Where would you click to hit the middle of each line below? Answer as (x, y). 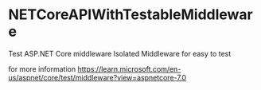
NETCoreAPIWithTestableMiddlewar (130, 15)
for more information (42, 68)
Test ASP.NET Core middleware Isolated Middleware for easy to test (120, 53)
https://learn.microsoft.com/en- (129, 68)
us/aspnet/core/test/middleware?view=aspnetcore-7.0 (97, 77)
